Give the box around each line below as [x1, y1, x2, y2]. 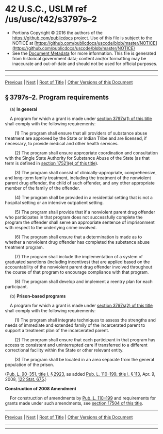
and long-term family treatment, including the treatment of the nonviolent [5, 175, 151, 181]
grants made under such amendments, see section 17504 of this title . [5, 400, 144, 406]
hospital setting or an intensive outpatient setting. [5, 200, 104, 205]
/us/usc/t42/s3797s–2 [5, 14, 97, 25]
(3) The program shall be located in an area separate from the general [14, 356, 154, 362]
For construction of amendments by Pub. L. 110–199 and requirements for [9, 395, 156, 401]
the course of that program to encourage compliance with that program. [5, 269, 149, 275]
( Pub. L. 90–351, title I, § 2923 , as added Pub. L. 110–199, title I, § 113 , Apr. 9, [5, 371, 156, 377]
